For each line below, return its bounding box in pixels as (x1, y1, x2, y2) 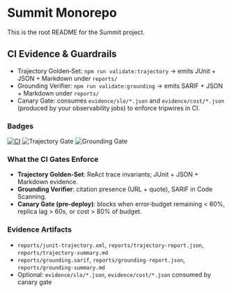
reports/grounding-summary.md (17, 264, 106, 271)
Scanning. (17, 193, 47, 201)
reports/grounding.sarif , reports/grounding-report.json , (17, 255, 186, 264)
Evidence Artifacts (7, 225, 72, 234)
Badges (7, 121, 33, 130)
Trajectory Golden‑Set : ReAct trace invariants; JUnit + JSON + (17, 170, 199, 179)
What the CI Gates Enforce (7, 154, 99, 164)
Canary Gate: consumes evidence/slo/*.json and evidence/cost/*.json (17, 96, 225, 105)
